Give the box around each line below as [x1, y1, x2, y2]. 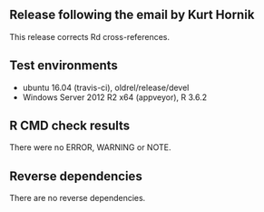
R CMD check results [9, 118, 131, 134]
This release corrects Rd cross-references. [9, 31, 171, 42]
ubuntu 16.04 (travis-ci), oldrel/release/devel [22, 82, 190, 93]
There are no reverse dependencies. [9, 193, 146, 204]
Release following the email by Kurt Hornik [9, 7, 255, 23]
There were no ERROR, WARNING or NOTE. [9, 142, 171, 153]
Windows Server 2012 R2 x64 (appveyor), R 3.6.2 [22, 91, 208, 103]
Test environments [9, 58, 118, 74]
